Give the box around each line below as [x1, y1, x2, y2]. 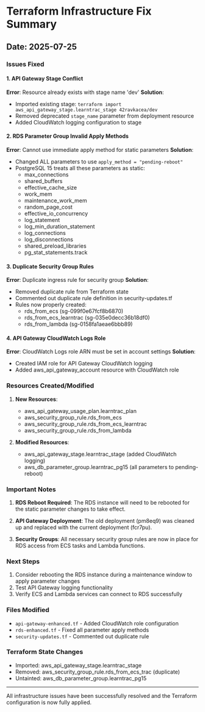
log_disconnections [24, 236, 73, 243]
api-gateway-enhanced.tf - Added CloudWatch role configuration [15, 619, 179, 627]
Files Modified [6, 606, 50, 614]
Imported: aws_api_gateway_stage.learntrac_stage [15, 661, 142, 669]
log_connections [24, 229, 66, 236]
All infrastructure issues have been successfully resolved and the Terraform [6, 692, 197, 699]
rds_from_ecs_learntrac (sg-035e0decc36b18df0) [24, 314, 151, 322]
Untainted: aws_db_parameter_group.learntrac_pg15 [15, 674, 147, 681]
